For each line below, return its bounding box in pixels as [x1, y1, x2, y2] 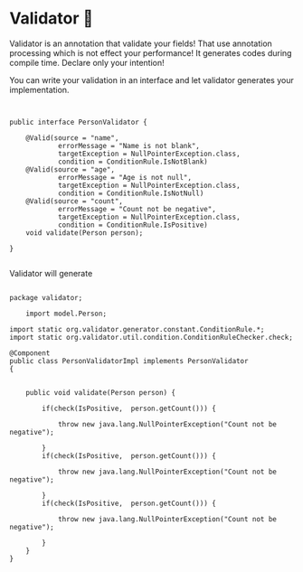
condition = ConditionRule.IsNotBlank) [57, 157, 208, 166]
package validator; [9, 293, 83, 302]
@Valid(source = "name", [25, 133, 119, 143]
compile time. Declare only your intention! [9, 57, 165, 68]
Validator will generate [9, 267, 93, 278]
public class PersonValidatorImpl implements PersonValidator [9, 356, 249, 365]
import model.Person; [25, 309, 107, 318]
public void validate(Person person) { [25, 388, 176, 397]
